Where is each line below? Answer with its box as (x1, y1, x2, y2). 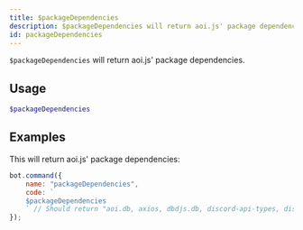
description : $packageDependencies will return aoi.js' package (9, 22, 256, 31)
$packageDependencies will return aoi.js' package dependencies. (9, 55, 245, 66)
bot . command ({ (9, 170, 63, 180)
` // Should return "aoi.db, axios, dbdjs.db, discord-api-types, (25, 205, 280, 214)
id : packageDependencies (9, 30, 103, 39)
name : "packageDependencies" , (25, 179, 140, 189)
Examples (9, 130, 66, 145)
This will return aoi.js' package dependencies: (9, 153, 180, 164)
